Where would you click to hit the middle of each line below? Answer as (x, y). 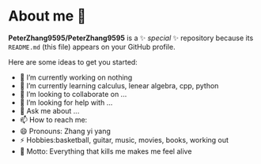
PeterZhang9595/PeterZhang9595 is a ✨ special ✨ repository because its (131, 38)
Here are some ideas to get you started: (73, 61)
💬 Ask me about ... (49, 110)
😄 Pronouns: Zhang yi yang (65, 131)
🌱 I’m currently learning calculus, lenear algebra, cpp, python (119, 85)
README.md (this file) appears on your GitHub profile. (92, 47)
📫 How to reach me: (53, 119)
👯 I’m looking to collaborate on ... (73, 94)
